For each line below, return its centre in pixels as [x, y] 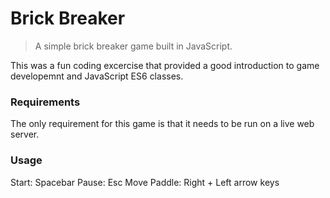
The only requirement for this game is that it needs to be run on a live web [162, 124]
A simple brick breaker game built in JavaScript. [133, 46]
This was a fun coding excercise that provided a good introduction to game [165, 65]
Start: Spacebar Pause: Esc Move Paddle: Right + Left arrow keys [145, 182]
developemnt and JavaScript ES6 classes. [97, 76]
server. [25, 134]
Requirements [45, 102]
